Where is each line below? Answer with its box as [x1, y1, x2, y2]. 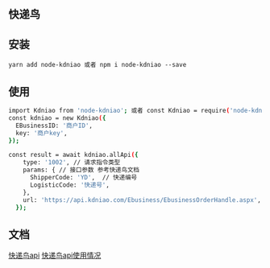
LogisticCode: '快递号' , [29, 180, 110, 189]
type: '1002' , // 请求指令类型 [23, 159, 121, 167]
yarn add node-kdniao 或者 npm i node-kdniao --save [8, 61, 187, 69]
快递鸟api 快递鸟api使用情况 [8, 250, 102, 260]
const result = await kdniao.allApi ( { [8, 151, 139, 159]
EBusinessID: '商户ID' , [15, 122, 93, 130]
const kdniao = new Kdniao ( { [8, 113, 106, 122]
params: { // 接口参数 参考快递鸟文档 [23, 166, 139, 175]
